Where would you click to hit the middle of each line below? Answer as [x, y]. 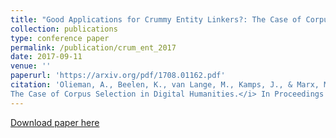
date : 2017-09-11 [46, 57]
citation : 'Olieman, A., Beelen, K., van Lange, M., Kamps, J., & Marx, [165, 85]
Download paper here [55, 122]
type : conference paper [60, 38]
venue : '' [31, 66]
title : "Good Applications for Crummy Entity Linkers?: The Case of [156, 19]
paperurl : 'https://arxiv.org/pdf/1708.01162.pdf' [118, 76]
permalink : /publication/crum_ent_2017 [93, 47]
